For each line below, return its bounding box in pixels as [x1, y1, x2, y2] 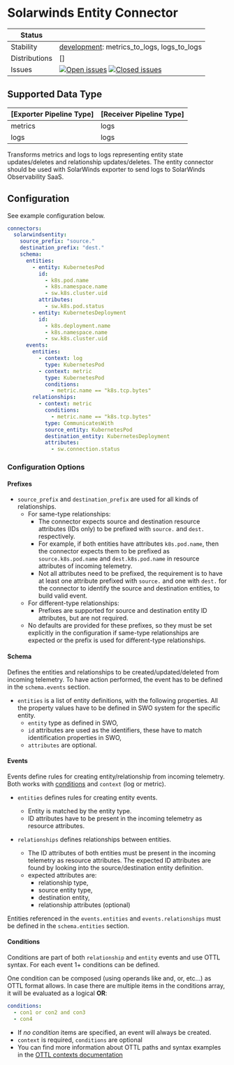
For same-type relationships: [27, 510, 111, 519]
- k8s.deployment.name [44, 322, 111, 329]
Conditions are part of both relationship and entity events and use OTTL [7, 952, 221, 962]
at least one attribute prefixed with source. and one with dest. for [38, 577, 227, 585]
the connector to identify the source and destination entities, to [38, 584, 220, 593]
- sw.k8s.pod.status [44, 303, 105, 310]
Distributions [10, 53, 53, 63]
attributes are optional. [27, 741, 98, 749]
